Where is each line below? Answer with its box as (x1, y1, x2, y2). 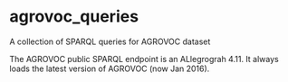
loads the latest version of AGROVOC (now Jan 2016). (9, 63, 210, 74)
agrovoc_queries (9, 6, 139, 27)
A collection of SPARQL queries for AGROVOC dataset (9, 36, 211, 47)
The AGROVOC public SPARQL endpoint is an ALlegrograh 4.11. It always (9, 53, 279, 64)
